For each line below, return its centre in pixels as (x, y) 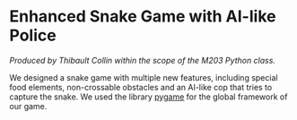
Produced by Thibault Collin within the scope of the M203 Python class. (143, 60)
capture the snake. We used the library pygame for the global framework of (148, 97)
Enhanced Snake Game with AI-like (143, 17)
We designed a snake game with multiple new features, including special (144, 77)
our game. (28, 106)
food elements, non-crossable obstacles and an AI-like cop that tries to (141, 87)
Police (33, 35)
